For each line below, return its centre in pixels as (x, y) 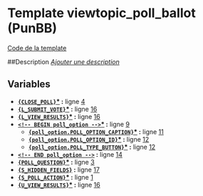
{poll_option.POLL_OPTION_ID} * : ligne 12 (89, 139)
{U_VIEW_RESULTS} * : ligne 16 (59, 185)
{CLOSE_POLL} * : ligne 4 (51, 101)
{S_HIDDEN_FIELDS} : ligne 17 (58, 170)
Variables (29, 84)
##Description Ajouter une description (63, 61)
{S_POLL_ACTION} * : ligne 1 (56, 177)
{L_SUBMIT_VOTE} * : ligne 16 (57, 109)
